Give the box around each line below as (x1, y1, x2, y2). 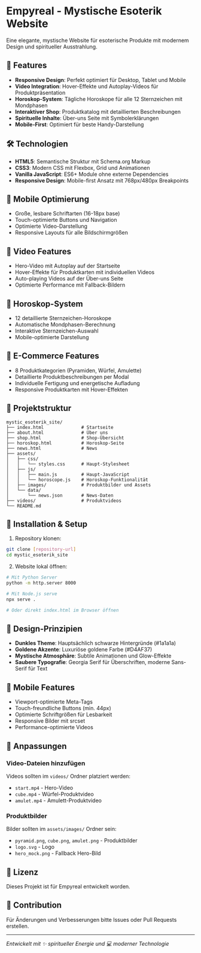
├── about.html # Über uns (6, 430, 109, 436)
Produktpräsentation (14, 89, 66, 96)
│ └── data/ (6, 487, 42, 493)
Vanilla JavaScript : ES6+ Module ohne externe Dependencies (14, 170, 169, 178)
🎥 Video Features (6, 246, 72, 257)
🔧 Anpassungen (6, 741, 67, 751)
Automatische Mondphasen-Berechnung (14, 321, 115, 328)
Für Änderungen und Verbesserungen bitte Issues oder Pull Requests (6, 916, 177, 923)
